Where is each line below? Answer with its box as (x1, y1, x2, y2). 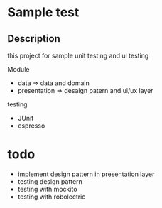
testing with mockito (17, 185, 77, 193)
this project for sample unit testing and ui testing (7, 51, 149, 60)
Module (7, 65, 30, 73)
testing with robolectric (17, 192, 86, 201)
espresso (17, 121, 45, 130)
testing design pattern (17, 177, 83, 185)
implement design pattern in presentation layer (17, 170, 155, 178)
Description (7, 33, 60, 45)
